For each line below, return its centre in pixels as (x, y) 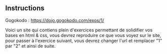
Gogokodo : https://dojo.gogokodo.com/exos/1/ (55, 20)
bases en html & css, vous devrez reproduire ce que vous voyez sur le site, (83, 35)
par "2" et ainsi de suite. (30, 46)
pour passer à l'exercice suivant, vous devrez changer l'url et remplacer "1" (84, 40)
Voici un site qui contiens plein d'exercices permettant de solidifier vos (79, 30)
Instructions (25, 8)
